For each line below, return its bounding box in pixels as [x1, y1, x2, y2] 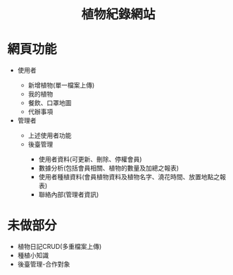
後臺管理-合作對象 [17, 260, 70, 269]
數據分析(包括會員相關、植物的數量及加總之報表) [38, 164, 180, 173]
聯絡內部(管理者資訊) [38, 190, 99, 199]
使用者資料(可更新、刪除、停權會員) [38, 155, 142, 164]
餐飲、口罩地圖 [27, 99, 72, 107]
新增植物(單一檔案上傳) [27, 81, 95, 90]
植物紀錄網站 [80, 6, 156, 23]
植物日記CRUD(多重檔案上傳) [17, 243, 102, 251]
